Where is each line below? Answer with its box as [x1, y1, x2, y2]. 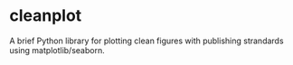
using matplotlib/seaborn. [9, 44, 106, 55]
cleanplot [9, 5, 82, 26]
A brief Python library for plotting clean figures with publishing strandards [9, 35, 284, 46]
